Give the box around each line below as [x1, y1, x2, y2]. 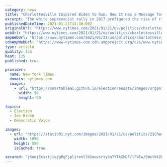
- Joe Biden [9, 113, 35, 119]
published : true [5, 58, 39, 63]
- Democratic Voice [9, 118, 50, 123]
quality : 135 [5, 49, 32, 54]
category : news [5, 7, 37, 12]
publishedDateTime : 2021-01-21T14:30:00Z [5, 21, 92, 26]
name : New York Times [9, 72, 55, 77]
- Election [9, 109, 32, 114]
